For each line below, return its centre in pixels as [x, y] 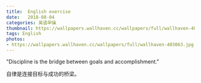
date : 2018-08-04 [31, 17]
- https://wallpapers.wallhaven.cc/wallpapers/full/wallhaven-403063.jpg [100, 45]
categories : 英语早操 [31, 23]
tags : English [24, 34]
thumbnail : [20, 28]
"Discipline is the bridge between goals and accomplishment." [83, 61]
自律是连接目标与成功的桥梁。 [43, 74]
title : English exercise [38, 12]
